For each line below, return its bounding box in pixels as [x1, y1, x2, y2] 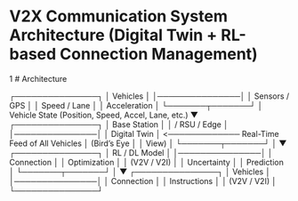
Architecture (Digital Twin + [9, 25, 218, 45]
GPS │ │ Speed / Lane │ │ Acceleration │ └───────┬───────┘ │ [9, 100, 263, 110]
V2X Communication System [9, 6, 229, 27]
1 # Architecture [9, 73, 68, 84]
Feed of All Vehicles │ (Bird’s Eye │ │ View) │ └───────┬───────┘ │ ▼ [9, 138, 287, 149]
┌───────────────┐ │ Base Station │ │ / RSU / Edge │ [9, 118, 229, 130]
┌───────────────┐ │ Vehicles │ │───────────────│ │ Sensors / [9, 91, 290, 101]
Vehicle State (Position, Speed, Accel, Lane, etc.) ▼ [9, 109, 198, 120]
